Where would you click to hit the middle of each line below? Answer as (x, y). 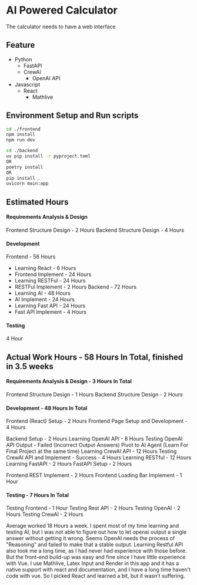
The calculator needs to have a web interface (61, 27)
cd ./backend (22, 151)
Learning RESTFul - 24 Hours (50, 281)
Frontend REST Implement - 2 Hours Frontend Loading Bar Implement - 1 (94, 475)
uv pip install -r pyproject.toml (49, 156)
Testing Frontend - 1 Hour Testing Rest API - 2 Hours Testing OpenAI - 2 (93, 508)
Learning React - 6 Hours (45, 268)
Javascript (27, 84)
